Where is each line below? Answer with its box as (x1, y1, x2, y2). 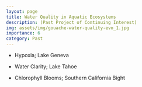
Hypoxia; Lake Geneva (14, 52, 69, 58)
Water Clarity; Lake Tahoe (14, 63, 77, 70)
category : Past (6, 36, 43, 41)
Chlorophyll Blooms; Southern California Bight (14, 74, 126, 81)
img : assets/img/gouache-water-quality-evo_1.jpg (6, 25, 130, 31)
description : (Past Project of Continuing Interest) (6, 19, 137, 25)
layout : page (6, 8, 38, 15)
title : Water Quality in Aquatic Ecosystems (6, 14, 116, 20)
